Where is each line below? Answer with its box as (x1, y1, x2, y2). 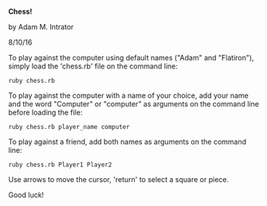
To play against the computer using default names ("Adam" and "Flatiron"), (8, 53, 254, 62)
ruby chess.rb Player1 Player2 (8, 161, 112, 169)
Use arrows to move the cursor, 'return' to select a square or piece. (8, 175, 230, 184)
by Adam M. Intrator (8, 22, 74, 31)
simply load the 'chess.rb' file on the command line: (8, 61, 178, 71)
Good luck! (8, 190, 45, 200)
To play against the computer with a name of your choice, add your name (8, 91, 249, 100)
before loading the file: (8, 107, 83, 117)
